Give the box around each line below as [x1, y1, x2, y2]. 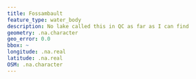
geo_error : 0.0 [7, 36, 51, 43]
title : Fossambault [7, 10, 63, 17]
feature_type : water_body [7, 16, 81, 23]
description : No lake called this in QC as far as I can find [7, 23, 189, 30]
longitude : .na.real [7, 49, 67, 56]
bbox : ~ [7, 42, 30, 49]
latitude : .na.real [7, 55, 63, 62]
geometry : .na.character [7, 29, 78, 36]
